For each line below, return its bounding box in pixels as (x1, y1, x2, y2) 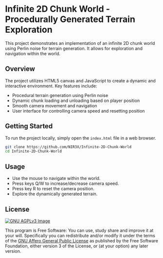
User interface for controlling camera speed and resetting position (12, 108, 145, 114)
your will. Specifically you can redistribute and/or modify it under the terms (5, 233, 156, 238)
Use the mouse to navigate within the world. (12, 176, 101, 181)
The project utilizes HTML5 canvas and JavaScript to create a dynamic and (5, 78, 156, 83)
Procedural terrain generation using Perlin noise (12, 92, 109, 98)
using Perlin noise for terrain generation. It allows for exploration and (5, 45, 143, 51)
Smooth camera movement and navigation (12, 102, 97, 108)
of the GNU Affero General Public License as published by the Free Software (5, 238, 159, 243)
